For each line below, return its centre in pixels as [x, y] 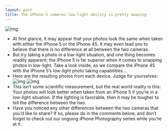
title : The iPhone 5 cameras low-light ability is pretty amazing [76, 15]
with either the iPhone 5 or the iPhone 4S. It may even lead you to [80, 44]
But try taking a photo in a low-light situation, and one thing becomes [84, 54]
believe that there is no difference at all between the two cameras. [81, 49]
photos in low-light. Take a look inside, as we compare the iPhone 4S [84, 65]
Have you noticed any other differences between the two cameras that [86, 108]
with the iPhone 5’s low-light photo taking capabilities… [69, 70]
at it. [17, 124]
